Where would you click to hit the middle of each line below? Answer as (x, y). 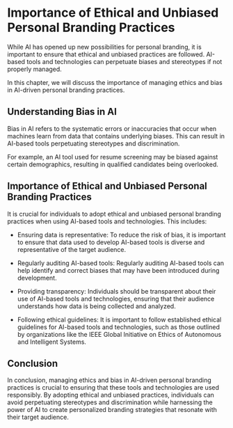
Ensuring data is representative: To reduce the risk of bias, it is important (121, 235)
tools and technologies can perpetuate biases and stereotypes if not (124, 61)
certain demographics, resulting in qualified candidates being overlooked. (113, 164)
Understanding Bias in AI (62, 112)
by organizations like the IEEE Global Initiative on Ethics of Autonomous (119, 334)
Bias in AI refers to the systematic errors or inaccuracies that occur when (112, 128)
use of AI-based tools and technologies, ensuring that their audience (116, 299)
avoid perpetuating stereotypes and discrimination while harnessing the (110, 402)
